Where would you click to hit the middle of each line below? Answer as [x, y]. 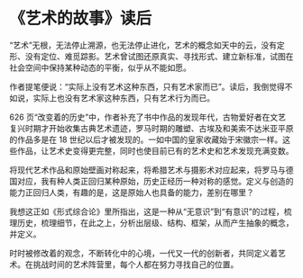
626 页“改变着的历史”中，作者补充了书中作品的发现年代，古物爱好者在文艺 [148, 117]
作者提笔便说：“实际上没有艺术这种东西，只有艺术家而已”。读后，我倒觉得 [147, 86]
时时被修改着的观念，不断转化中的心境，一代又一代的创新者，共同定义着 [143, 253]
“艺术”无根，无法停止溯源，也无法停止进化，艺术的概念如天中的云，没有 [143, 45]
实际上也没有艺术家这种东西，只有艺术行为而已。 [124, 98]
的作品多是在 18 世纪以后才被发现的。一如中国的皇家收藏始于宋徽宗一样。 [146, 139]
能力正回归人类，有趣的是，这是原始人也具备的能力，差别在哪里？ [132, 192]
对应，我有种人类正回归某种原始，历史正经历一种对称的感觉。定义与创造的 [155, 181]
